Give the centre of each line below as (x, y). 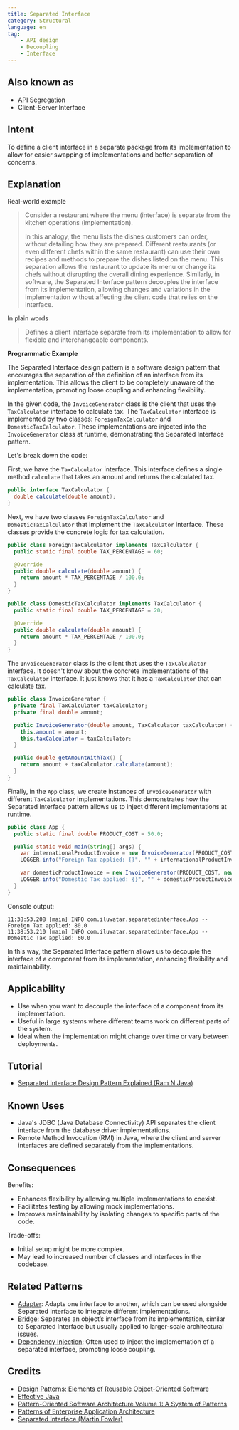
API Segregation (42, 100)
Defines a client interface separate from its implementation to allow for (128, 333)
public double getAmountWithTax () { (68, 758)
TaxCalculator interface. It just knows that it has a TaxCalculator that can (115, 679)
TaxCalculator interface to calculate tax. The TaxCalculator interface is (111, 412)
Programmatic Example (43, 354)
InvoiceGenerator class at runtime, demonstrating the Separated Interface (116, 434)
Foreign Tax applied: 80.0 (47, 925)
